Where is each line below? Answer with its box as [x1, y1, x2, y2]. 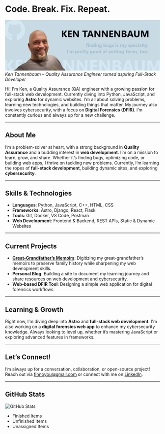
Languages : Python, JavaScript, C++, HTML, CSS [12, 202, 114, 208]
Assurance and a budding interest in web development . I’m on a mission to [5, 149, 158, 155]
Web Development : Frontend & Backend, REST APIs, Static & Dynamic [12, 218, 155, 224]
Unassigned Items [12, 423, 49, 429]
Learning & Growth [5, 305, 64, 314]
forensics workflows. [12, 287, 55, 293]
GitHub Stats [5, 390, 45, 399]
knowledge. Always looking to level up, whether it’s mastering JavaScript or [5, 329, 158, 335]
